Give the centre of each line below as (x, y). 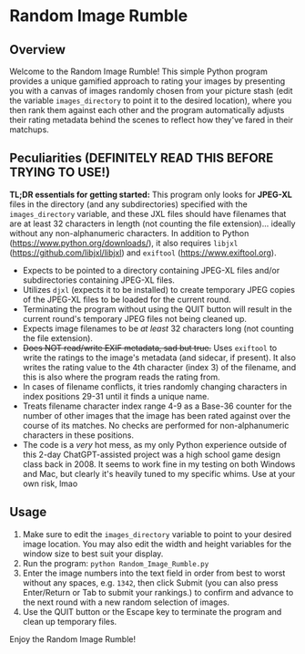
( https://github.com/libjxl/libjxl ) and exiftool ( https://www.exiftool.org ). (143, 253)
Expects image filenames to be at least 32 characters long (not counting (158, 328)
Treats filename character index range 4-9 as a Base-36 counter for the (157, 406)
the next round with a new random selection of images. (126, 602)
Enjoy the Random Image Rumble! (73, 638)
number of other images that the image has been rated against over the (157, 415)
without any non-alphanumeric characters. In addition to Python (129, 233)
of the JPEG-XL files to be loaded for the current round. (127, 299)
